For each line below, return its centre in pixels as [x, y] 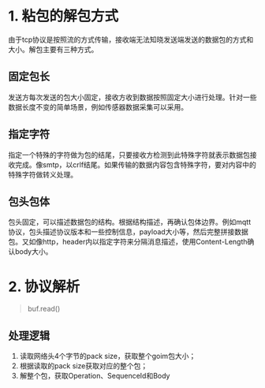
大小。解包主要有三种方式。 [53, 49]
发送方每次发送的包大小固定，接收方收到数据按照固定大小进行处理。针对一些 [132, 97]
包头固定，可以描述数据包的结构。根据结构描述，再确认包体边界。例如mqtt [129, 222]
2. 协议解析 [44, 287]
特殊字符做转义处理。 [43, 174]
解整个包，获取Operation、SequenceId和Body [95, 376]
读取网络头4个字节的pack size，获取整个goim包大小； [108, 356]
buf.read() [44, 309]
